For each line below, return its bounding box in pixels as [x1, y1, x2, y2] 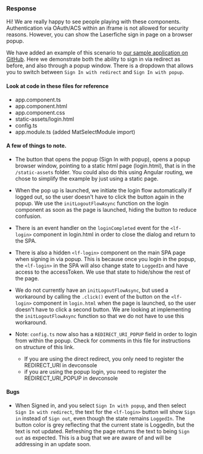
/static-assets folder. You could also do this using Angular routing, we [15, 168, 193, 175]
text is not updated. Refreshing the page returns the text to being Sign [15, 427, 190, 435]
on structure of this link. [15, 343, 75, 350]
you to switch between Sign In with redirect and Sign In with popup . [6, 69, 184, 76]
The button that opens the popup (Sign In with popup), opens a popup [15, 155, 191, 163]
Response [6, 4, 36, 13]
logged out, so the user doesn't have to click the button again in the [15, 193, 184, 200]
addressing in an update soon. [15, 440, 91, 447]
